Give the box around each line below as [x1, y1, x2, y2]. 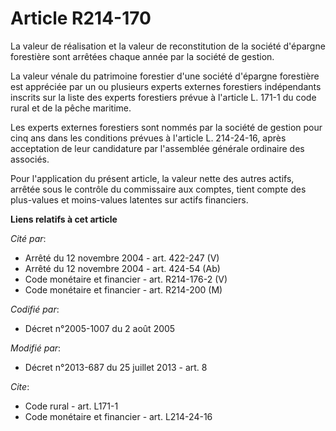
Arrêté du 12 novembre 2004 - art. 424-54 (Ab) [24, 262, 221, 274]
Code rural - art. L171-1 [24, 400, 119, 412]
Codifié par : [10, 303, 60, 315]
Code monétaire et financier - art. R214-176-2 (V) [24, 273, 228, 285]
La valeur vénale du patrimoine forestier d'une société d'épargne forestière [10, 70, 320, 82]
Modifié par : [10, 342, 62, 354]
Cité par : [10, 232, 47, 244]
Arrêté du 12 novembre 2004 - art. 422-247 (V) [24, 252, 220, 264]
